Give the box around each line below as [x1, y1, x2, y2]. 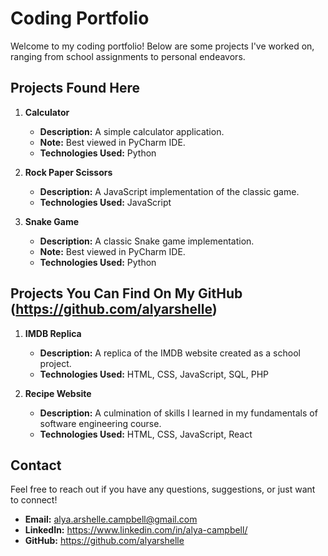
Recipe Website [24, 387, 92, 399]
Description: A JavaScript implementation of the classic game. [39, 185, 300, 197]
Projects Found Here [10, 80, 141, 97]
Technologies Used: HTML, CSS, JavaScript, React [39, 428, 253, 440]
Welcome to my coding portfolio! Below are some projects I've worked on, [10, 40, 315, 52]
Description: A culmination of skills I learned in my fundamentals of [39, 407, 318, 419]
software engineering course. [39, 417, 162, 429]
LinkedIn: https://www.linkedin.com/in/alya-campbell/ [24, 524, 248, 536]
